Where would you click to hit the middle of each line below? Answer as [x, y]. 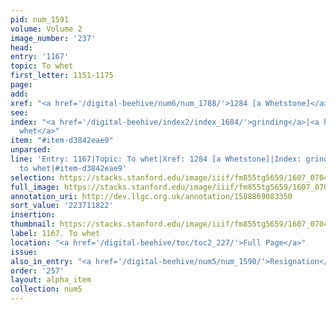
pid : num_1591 [40, 19]
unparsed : [31, 150]
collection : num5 [46, 289]
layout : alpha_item [51, 280]
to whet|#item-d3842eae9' [73, 168]
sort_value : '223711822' [62, 206]
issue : [24, 252]
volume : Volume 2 [46, 29]
